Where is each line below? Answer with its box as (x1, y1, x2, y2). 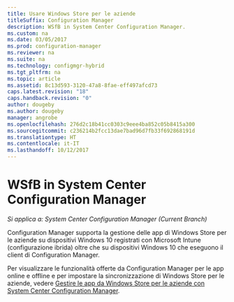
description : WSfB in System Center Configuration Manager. (7, 23, 187, 30)
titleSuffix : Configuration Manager (7, 17, 114, 24)
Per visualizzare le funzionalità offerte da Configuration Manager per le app (7, 264, 224, 273)
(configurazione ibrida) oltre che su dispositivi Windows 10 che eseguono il (7, 243, 224, 252)
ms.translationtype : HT (7, 134, 77, 141)
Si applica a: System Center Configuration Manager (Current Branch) (7, 215, 207, 223)
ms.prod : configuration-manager (7, 43, 101, 50)
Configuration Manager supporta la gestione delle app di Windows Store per (7, 228, 227, 236)
